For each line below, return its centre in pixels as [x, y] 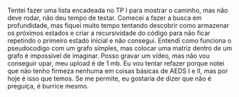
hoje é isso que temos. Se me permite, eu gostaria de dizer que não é [110, 78]
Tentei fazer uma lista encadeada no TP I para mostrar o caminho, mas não [118, 10]
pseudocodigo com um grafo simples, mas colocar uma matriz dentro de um [120, 48]
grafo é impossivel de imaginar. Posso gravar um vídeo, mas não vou [109, 56]
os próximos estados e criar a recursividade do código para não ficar [109, 33]
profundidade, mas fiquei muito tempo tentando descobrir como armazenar [118, 25]
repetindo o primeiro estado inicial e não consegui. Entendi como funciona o [119, 41]
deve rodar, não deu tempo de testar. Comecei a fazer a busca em [105, 18]
